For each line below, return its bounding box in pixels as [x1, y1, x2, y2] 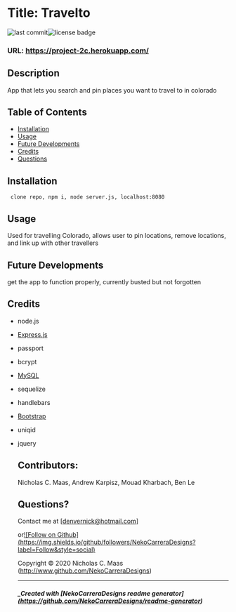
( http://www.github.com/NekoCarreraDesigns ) [17, 566, 152, 575]
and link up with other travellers [7, 239, 99, 247]
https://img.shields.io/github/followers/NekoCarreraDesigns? [20, 538, 196, 547]
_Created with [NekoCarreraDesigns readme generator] [17, 589, 184, 597]
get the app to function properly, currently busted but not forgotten [7, 277, 202, 286]
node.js [17, 317, 40, 325]
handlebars [17, 398, 51, 406]
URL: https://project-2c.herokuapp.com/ [7, 46, 150, 55]
